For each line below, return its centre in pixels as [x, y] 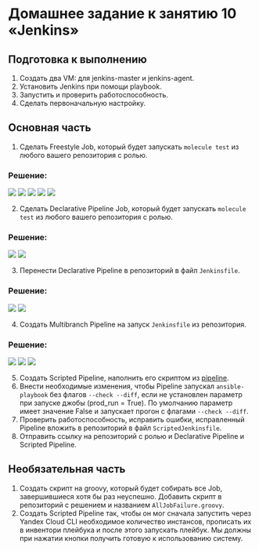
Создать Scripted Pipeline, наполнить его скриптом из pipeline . [124, 378]
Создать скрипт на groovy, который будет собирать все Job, [121, 488]
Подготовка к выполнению [77, 59]
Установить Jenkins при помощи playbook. [90, 86]
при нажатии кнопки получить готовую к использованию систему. [131, 538]
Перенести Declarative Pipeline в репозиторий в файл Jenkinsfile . [129, 271]
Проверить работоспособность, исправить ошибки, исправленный [132, 420]
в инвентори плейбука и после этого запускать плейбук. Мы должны [135, 530]
